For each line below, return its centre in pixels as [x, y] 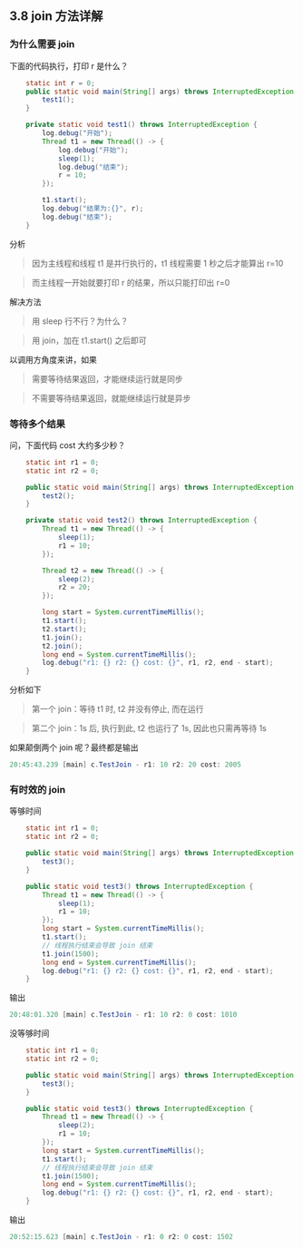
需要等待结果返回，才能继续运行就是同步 [107, 378]
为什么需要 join [42, 44]
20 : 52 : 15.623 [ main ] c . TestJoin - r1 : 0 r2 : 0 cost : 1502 [122, 1237]
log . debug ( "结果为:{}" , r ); [93, 209]
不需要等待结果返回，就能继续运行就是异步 [111, 398]
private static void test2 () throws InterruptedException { [142, 521]
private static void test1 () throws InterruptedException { [142, 125]
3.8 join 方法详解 [56, 16]
